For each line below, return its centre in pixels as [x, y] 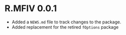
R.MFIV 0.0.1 [31, 9]
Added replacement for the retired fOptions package [65, 27]
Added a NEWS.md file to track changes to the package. [66, 22]
